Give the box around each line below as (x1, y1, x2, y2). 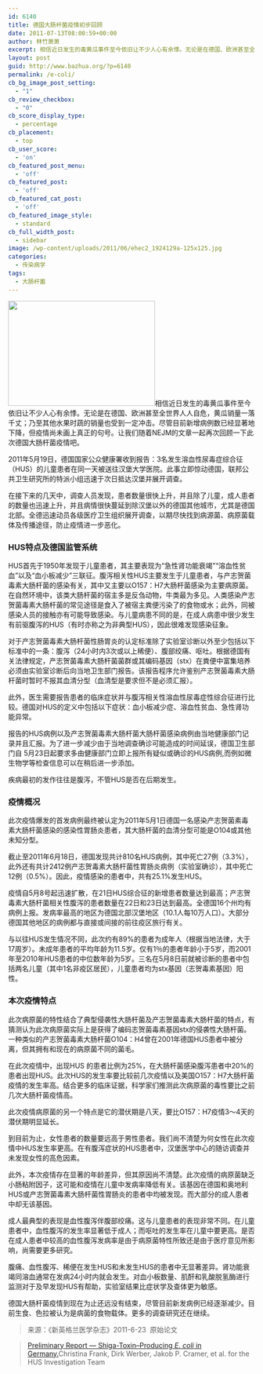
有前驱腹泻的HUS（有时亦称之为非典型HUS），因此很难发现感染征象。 (8, 619, 233, 629)
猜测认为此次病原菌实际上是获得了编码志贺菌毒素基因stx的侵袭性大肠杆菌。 (8, 1025, 251, 1034)
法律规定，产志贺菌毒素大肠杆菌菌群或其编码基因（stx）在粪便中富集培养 (14, 656, 251, 665)
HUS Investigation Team (27, 1357, 106, 1366)
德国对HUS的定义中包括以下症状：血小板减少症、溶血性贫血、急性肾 (21, 702, 243, 711)
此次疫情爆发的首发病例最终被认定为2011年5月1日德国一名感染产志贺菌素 (8, 816, 242, 825)
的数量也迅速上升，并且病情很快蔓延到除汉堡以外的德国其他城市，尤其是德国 (8, 500, 255, 510)
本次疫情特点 (8, 996, 57, 1007)
